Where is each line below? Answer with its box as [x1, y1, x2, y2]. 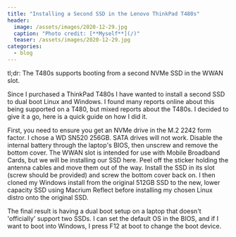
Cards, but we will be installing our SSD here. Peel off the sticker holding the [7, 155, 229, 164]
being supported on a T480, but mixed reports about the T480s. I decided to [7, 105, 229, 113]
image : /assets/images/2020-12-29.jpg [13, 23, 128, 30]
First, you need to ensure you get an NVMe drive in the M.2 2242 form [7, 126, 211, 134]
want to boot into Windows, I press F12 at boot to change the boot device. [7, 222, 222, 230]
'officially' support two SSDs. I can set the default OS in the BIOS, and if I [7, 214, 219, 222]
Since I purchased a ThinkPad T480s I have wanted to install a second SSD [7, 89, 225, 98]
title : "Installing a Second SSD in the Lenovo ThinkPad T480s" [7, 10, 200, 18]
